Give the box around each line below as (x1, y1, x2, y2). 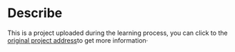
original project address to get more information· (7, 36, 149, 44)
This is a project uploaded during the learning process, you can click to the (7, 28, 228, 37)
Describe (7, 5, 63, 21)
